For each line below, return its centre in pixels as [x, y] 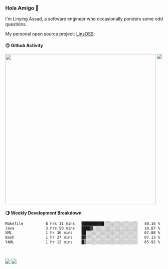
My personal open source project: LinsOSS [50, 34]
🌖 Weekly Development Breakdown [43, 213]
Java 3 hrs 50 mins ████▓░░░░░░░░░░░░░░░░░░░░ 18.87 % [83, 228]
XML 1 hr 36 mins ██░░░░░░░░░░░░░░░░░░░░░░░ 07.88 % [83, 233]
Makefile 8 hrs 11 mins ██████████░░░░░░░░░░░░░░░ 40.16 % [83, 223]
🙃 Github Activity [24, 45]
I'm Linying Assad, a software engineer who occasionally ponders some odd [84, 19]
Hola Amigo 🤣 [22, 8]
